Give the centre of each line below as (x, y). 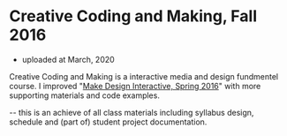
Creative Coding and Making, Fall (133, 16)
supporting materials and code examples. (85, 95)
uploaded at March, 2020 (68, 59)
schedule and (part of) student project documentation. (108, 122)
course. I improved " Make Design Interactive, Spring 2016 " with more (135, 86)
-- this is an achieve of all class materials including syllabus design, (132, 112)
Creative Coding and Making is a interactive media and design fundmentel (144, 76)
